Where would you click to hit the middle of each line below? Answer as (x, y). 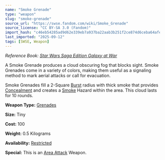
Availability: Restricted (28, 143)
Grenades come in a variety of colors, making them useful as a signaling (78, 70)
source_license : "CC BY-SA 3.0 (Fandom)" (48, 28)
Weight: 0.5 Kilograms (28, 133)
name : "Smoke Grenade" (28, 10)
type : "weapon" (21, 14)
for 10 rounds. (19, 95)
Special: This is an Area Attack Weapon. (46, 152)
